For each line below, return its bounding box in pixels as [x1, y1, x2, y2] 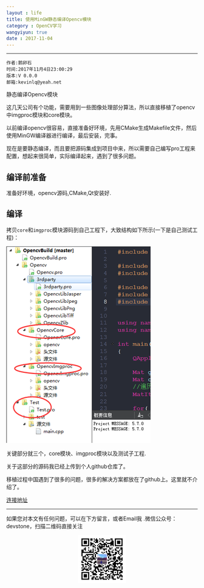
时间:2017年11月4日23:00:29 [6, 66, 73, 73]
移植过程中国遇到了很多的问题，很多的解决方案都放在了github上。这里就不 [6, 475, 192, 483]
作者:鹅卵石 [6, 60, 32, 66]
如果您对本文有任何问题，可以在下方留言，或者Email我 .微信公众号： [6, 515, 177, 522]
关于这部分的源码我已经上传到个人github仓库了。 [6, 462, 129, 470]
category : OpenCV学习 [6, 23, 62, 29]
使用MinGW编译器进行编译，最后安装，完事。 [6, 132, 121, 140]
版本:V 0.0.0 [6, 73, 38, 79]
